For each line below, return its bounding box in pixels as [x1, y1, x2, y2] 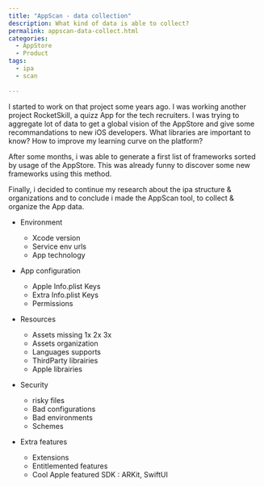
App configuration [19, 266, 81, 275]
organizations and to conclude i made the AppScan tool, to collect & [8, 193, 234, 203]
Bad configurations [31, 404, 96, 414]
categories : [8, 34, 48, 43]
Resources [19, 314, 57, 324]
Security [19, 380, 48, 389]
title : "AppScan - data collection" [8, 11, 132, 20]
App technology [31, 250, 86, 259]
